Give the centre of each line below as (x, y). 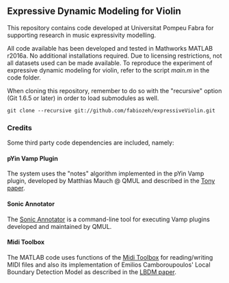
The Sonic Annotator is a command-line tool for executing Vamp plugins (109, 219)
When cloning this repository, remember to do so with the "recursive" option (114, 90)
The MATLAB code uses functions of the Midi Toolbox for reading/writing (110, 257)
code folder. (24, 77)
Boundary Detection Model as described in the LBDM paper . (92, 272)
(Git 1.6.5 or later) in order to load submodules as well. (83, 98)
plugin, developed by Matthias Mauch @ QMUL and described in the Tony (111, 181)
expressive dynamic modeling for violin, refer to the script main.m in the (108, 70)
